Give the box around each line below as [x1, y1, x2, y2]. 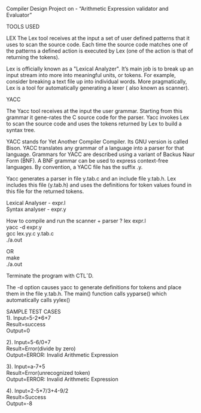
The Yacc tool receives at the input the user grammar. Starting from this [6, 108, 183, 114]
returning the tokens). [6, 54, 60, 60]
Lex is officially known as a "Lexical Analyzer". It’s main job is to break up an [6, 65, 194, 72]
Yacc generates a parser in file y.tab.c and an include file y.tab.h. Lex [6, 175, 176, 182]
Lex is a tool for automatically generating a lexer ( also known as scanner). [6, 84, 190, 91]
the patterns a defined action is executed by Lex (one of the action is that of [6, 47, 193, 54]
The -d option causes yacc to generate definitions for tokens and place [6, 284, 182, 290]
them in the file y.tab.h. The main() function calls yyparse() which [6, 290, 167, 297]
